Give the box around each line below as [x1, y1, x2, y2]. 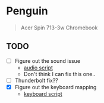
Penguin [6, 4, 49, 18]
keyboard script [23, 90, 62, 97]
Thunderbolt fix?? [14, 77, 58, 84]
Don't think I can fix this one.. [23, 70, 96, 77]
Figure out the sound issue [14, 57, 81, 64]
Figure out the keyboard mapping [14, 83, 97, 90]
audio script [23, 64, 53, 71]
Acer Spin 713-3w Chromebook [20, 24, 98, 31]
